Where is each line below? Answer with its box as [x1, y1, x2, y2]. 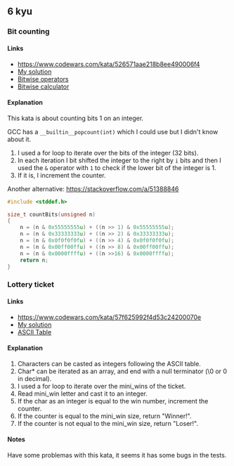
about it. [7, 135, 32, 143]
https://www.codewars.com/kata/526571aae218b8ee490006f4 [17, 60, 200, 68]
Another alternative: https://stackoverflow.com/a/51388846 [7, 184, 179, 193]
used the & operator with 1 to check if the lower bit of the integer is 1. [17, 163, 216, 171]
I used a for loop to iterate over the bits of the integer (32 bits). [17, 148, 199, 157]
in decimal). [17, 374, 52, 382]
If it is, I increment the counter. [17, 171, 107, 179]
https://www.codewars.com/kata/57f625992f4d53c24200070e [17, 313, 202, 321]
